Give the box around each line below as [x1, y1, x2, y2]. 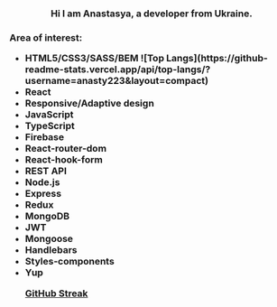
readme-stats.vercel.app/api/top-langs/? [24, 63, 211, 76]
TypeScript [24, 120, 75, 133]
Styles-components [24, 256, 115, 268]
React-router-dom [24, 143, 106, 155]
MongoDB [24, 210, 70, 223]
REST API [24, 165, 68, 178]
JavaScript [24, 108, 74, 121]
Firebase [24, 131, 65, 144]
